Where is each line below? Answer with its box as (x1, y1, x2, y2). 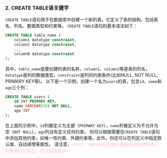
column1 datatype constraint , (14, 37, 77, 43)
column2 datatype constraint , (14, 42, 77, 47)
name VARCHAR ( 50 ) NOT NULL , (14, 104, 72, 109)
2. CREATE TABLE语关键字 (5, 4, 69, 11)
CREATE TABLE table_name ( (5, 33, 61, 38)
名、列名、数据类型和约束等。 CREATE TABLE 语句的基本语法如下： (5, 23, 138, 29)
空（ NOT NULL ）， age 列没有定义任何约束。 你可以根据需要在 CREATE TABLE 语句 (5, 129, 160, 135)
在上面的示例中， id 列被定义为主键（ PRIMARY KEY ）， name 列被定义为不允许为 (5, 122, 159, 128)
